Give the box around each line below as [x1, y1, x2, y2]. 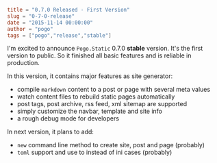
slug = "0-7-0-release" [7, 12, 75, 20]
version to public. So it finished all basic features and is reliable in [7, 51, 192, 60]
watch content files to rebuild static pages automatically [16, 92, 175, 101]
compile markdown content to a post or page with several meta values [16, 86, 211, 94]
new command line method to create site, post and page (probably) [16, 141, 205, 149]
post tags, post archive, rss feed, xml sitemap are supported [16, 100, 188, 108]
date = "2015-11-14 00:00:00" [7, 19, 94, 26]
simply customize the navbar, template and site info [16, 107, 163, 116]
